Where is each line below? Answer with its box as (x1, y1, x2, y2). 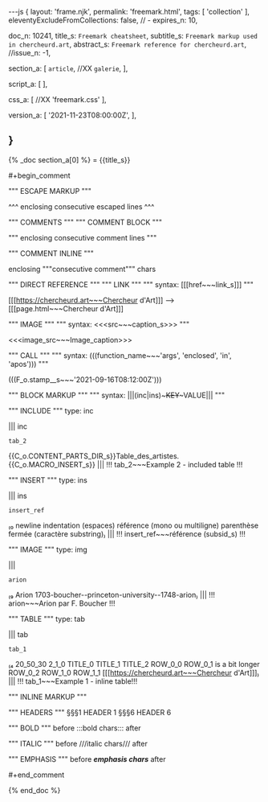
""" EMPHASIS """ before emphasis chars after (8, 754, 166, 763)
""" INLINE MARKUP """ (8, 692, 87, 701)
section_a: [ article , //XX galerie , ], (8, 64, 128, 73)
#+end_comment (8, 770, 65, 779)
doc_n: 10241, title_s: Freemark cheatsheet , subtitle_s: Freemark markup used (8, 31, 258, 40)
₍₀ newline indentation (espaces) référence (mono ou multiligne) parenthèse (8, 520, 259, 530)
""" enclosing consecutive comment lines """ (8, 232, 157, 242)
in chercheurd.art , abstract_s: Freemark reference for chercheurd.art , (8, 39, 247, 49)
